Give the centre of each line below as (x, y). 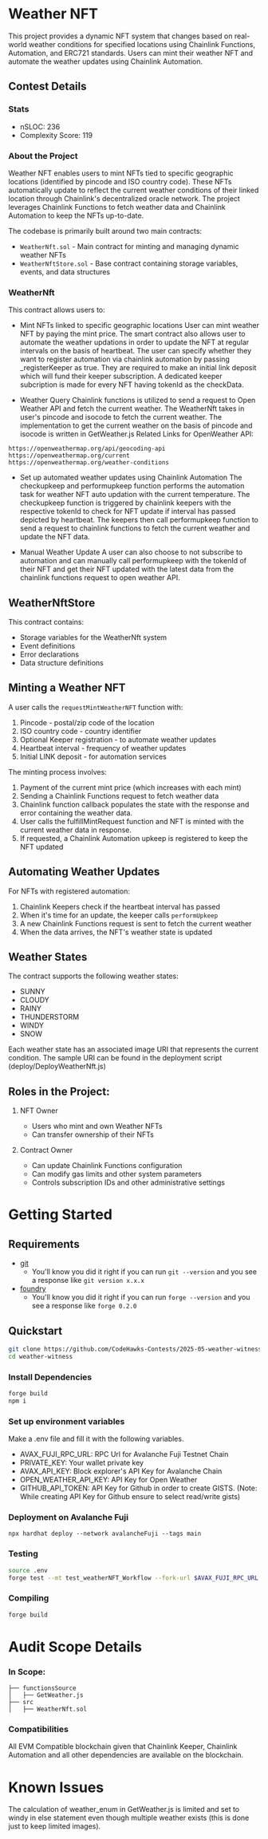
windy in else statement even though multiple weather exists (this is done (129, 1818)
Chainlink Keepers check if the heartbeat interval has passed (120, 906)
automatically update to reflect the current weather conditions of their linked (134, 190)
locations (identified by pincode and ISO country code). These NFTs (120, 181)
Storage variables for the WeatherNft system (93, 637)
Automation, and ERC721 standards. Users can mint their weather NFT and (131, 53)
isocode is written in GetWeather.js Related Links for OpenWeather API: (136, 434)
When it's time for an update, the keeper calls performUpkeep (119, 915)
